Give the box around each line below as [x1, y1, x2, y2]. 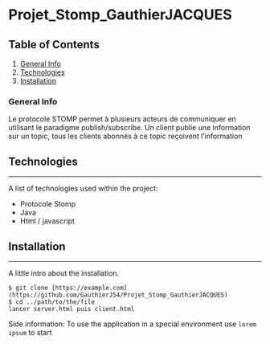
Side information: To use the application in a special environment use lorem [8, 319, 257, 329]
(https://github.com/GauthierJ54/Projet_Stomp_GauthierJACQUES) [8, 291, 228, 299]
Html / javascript [19, 216, 75, 226]
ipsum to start [8, 327, 52, 337]
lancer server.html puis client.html [8, 305, 135, 313]
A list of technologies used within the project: [8, 183, 158, 194]
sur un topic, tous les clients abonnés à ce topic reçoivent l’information [8, 131, 243, 141]
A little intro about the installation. [8, 268, 120, 278]
